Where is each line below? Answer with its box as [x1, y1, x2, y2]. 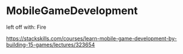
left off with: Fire [6, 23, 46, 31]
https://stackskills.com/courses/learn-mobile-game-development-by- [6, 35, 177, 42]
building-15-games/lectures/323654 [6, 41, 95, 48]
